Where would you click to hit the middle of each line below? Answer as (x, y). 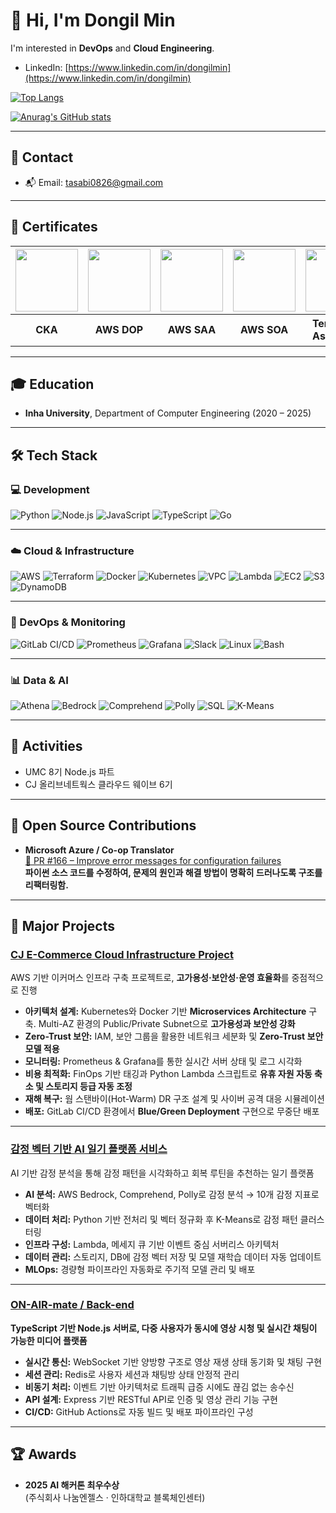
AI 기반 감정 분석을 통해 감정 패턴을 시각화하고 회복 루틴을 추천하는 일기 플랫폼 (162, 1173)
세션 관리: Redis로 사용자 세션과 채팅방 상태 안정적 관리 (132, 1374)
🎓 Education (52, 384)
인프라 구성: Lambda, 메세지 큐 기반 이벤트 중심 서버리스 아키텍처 (152, 1244)
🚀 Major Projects (62, 925)
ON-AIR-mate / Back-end (72, 1305)
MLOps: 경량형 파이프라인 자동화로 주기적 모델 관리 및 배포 (140, 1269)
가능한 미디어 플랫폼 (49, 1340)
